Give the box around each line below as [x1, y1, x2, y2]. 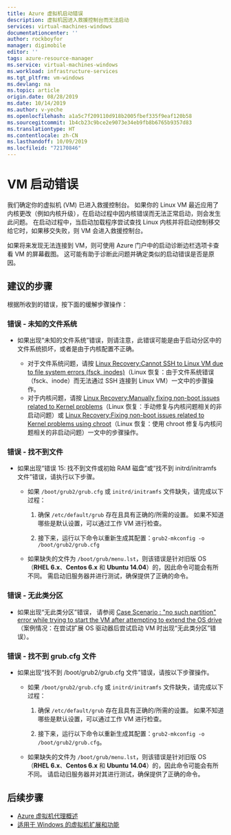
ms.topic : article [7, 87, 60, 94]
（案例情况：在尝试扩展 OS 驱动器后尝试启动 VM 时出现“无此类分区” [16, 623, 210, 632]
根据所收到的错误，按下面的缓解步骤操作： [7, 300, 128, 308]
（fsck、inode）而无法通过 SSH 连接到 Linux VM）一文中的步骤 [27, 376, 208, 385]
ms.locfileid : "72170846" [7, 145, 81, 152]
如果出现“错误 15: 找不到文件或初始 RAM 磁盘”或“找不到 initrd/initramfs [16, 464, 217, 472]
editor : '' [7, 49, 38, 56]
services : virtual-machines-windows [7, 23, 112, 30]
